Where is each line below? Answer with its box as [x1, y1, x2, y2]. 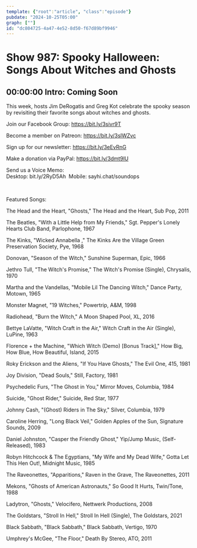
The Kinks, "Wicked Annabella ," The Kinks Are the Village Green [6, 237, 165, 244]
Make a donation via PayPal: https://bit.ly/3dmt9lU [6, 155, 129, 162]
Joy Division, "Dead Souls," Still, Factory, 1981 [6, 372, 118, 379]
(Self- [162, 436, 176, 443]
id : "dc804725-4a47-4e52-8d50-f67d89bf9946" [6, 25, 118, 31]
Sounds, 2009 [6, 424, 41, 431]
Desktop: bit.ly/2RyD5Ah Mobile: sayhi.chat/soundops [6, 173, 139, 180]
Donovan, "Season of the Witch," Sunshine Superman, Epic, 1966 [6, 255, 166, 262]
